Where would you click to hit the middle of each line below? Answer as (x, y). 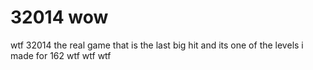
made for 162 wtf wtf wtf (61, 55)
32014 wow (59, 17)
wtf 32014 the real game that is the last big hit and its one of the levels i (157, 45)
